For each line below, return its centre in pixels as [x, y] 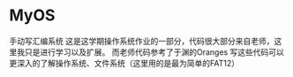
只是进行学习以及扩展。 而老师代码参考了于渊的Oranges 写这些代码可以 [154, 52]
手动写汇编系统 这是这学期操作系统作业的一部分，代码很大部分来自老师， [142, 41]
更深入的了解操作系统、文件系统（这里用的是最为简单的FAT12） [124, 63]
